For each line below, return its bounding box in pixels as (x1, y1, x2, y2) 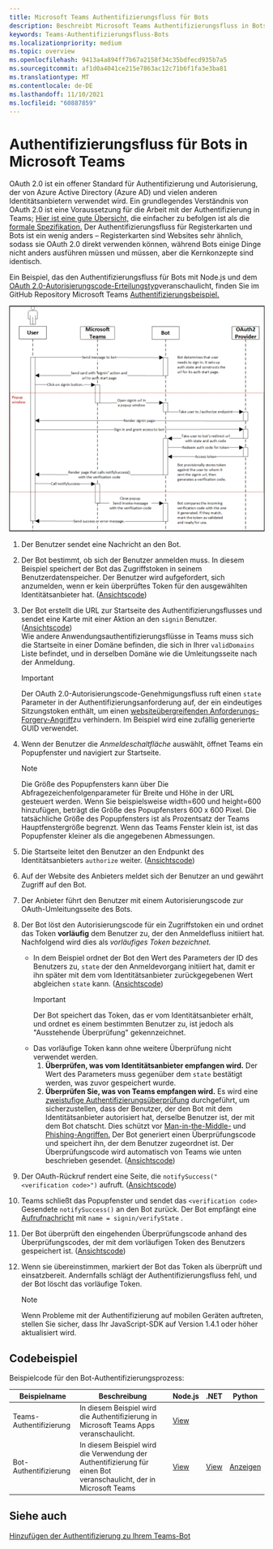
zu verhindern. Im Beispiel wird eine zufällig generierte (72, 715, 255, 725)
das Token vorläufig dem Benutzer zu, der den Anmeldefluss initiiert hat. (20, 929, 265, 939)
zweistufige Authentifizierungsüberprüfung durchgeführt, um (45, 1096, 250, 1105)
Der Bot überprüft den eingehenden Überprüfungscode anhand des (20, 1229, 248, 1239)
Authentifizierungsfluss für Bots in (9, 135, 248, 154)
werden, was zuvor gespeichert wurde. (45, 1078, 177, 1088)
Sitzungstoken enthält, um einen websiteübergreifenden (20, 706, 209, 716)
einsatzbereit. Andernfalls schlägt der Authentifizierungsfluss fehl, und (20, 1270, 258, 1280)
